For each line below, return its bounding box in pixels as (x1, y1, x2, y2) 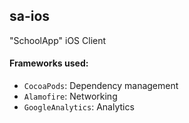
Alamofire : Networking (23, 90, 118, 103)
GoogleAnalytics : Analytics (23, 101, 135, 113)
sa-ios (9, 8, 51, 25)
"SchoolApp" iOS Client (9, 34, 107, 46)
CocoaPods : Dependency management (23, 80, 179, 92)
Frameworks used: (9, 57, 89, 69)
